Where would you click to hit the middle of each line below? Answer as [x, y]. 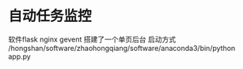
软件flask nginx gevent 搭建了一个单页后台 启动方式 [92, 39]
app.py [20, 56]
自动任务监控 [50, 16]
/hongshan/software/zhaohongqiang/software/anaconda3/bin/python [122, 48]
